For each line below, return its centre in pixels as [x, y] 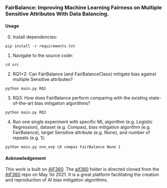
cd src [12, 65]
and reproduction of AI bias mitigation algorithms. [57, 180]
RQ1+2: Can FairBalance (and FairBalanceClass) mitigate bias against [84, 74]
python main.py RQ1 [26, 89]
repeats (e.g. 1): [29, 138]
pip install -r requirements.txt [40, 46]
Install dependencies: [35, 37]
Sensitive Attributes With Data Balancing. [57, 14]
